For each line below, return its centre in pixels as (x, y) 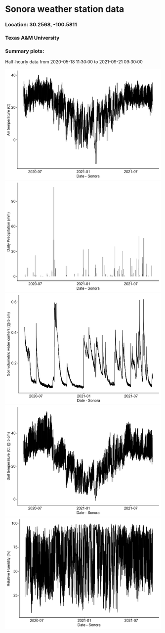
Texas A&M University (32, 38)
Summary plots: (25, 51)
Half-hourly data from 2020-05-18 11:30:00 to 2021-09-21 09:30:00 (74, 62)
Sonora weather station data (65, 9)
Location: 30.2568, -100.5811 (41, 25)
